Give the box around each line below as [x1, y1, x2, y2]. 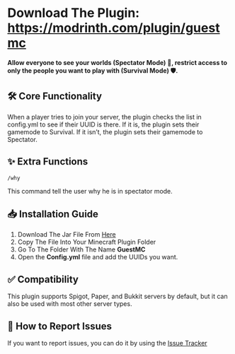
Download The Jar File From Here [17, 230, 116, 239]
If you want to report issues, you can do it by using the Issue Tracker [7, 339, 207, 347]
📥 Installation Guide [7, 208, 99, 220]
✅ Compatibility [7, 273, 79, 285]
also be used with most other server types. [7, 300, 132, 308]
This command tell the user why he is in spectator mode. [7, 187, 173, 195]
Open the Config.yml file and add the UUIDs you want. [17, 253, 178, 261]
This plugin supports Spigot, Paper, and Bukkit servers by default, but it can [7, 292, 228, 301]
